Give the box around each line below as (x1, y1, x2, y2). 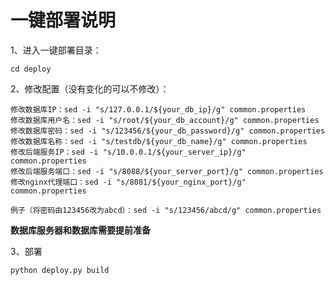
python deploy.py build (10, 265, 110, 275)
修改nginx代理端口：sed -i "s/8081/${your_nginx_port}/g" (10, 177, 247, 187)
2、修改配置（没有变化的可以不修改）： (10, 82, 170, 95)
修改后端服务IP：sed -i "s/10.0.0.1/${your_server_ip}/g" (10, 147, 247, 157)
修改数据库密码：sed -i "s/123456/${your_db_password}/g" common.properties (10, 126, 326, 136)
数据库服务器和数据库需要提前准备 (10, 224, 151, 236)
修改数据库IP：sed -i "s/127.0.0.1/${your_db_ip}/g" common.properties (10, 104, 307, 115)
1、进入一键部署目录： (10, 44, 102, 56)
